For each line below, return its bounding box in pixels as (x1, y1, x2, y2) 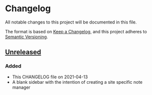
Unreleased (5, 48, 42, 56)
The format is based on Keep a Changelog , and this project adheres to (5, 28, 147, 34)
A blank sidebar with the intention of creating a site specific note (12, 79, 143, 85)
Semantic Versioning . (5, 34, 48, 40)
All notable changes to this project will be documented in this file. (5, 19, 137, 25)
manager (12, 84, 31, 90)
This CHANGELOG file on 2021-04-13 (12, 74, 88, 80)
